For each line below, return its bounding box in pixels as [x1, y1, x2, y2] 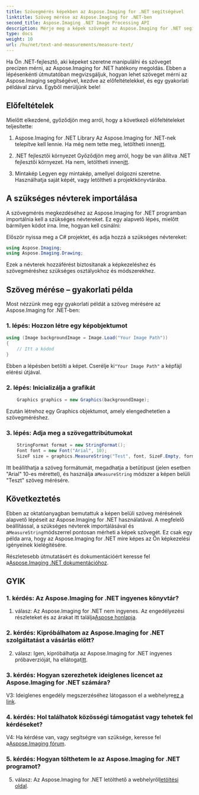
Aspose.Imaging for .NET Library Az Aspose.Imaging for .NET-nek [14, 134, 176, 141]
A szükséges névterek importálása [6, 194, 138, 204]
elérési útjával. [6, 368, 41, 376]
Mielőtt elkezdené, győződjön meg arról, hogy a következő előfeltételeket [6, 116, 185, 124]
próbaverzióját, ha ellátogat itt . [14, 656, 88, 663]
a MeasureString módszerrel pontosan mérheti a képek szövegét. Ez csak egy [6, 528, 192, 535]
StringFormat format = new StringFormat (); [17, 442, 126, 449]
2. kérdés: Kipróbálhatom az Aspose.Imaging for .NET [6, 629, 165, 637]
